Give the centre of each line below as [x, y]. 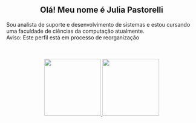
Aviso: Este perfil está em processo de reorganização [73, 37]
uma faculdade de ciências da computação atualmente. [76, 31]
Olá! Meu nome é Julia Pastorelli [102, 10]
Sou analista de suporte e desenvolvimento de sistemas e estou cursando [98, 24]
